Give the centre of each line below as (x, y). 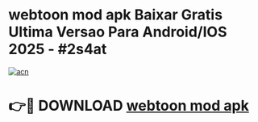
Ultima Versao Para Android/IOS (118, 32)
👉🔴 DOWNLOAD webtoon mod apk (129, 106)
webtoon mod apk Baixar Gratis (116, 15)
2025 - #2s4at (58, 49)
